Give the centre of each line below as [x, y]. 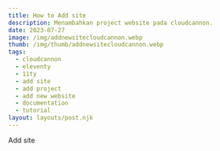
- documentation [42, 103]
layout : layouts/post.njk [50, 118]
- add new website [46, 96]
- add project [38, 88]
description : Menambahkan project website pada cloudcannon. [111, 23]
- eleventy [33, 67]
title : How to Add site [47, 15]
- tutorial [33, 111]
